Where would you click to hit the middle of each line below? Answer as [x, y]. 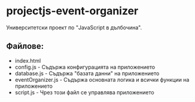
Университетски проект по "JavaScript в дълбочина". [74, 27]
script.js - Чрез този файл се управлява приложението [84, 92]
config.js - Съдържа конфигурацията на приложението [85, 67]
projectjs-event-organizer [72, 11]
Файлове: [25, 46]
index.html [28, 60]
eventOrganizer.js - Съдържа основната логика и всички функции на [102, 79]
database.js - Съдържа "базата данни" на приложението [87, 73]
